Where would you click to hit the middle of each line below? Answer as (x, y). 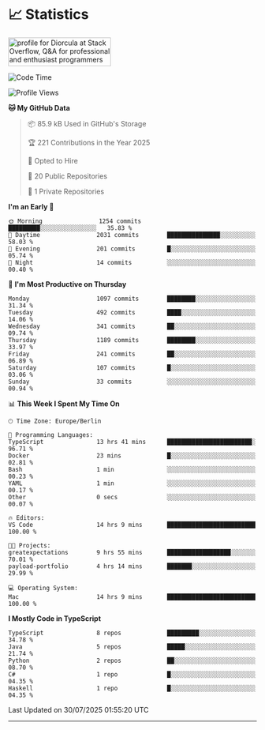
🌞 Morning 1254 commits (75, 221)
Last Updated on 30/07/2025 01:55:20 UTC (78, 709)
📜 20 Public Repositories (67, 176)
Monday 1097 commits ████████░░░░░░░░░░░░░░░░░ (132, 299)
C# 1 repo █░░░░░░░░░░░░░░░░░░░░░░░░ (132, 674)
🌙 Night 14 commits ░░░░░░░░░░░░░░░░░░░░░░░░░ (132, 262)
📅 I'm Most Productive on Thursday (67, 284)
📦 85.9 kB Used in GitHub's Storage (87, 123)
